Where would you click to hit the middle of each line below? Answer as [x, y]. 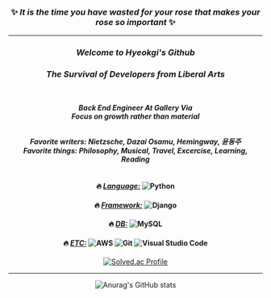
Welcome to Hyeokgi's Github [135, 52]
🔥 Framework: [119, 205]
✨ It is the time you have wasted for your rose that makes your [135, 12]
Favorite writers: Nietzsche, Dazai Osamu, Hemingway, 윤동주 [135, 141]
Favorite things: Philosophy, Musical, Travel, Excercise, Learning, [135, 150]
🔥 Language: [119, 186]
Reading [135, 159]
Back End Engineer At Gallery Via [135, 107]
